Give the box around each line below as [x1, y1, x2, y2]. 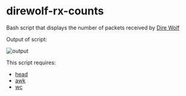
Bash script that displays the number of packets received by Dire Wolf [6, 24, 180, 31]
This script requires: [6, 59, 56, 66]
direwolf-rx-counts [6, 4, 104, 18]
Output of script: [6, 35, 47, 43]
